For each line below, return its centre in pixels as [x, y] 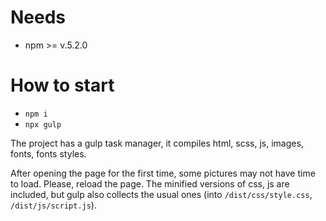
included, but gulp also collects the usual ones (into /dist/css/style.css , [161, 194]
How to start [62, 85]
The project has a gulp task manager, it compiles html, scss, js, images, [157, 143]
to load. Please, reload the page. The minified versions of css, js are [150, 183]
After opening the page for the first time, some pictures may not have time [163, 173]
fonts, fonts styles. [48, 153]
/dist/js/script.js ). [53, 205]
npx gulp [43, 124]
